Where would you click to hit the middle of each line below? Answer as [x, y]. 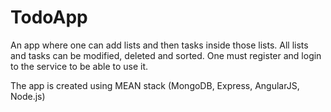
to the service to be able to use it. [79, 66]
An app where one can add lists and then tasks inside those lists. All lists [159, 45]
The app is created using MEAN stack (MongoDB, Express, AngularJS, [155, 85]
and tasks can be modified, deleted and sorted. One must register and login [166, 55]
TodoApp [49, 17]
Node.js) [28, 96]
